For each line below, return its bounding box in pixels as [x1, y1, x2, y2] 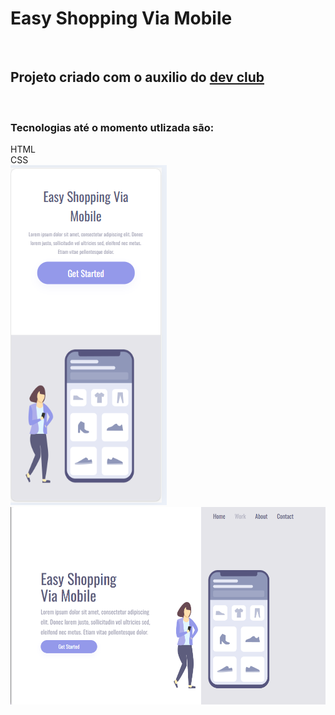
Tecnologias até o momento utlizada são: [10, 120, 215, 134]
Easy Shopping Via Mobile [10, 7, 233, 30]
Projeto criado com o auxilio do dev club [10, 69, 265, 86]
